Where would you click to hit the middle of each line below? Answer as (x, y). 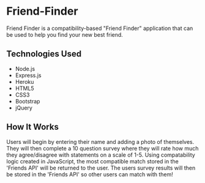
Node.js (25, 69)
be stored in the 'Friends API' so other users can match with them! (90, 174)
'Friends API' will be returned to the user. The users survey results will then (101, 168)
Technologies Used (44, 54)
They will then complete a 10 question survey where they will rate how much (102, 148)
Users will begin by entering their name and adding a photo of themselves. (100, 141)
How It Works (33, 127)
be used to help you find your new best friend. (65, 34)
